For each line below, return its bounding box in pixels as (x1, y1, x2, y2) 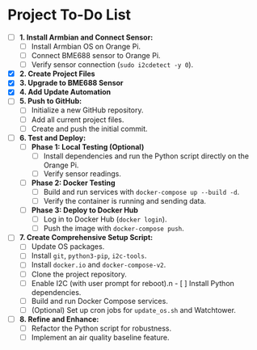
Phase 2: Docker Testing (31, 178, 116, 188)
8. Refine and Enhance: (19, 314, 99, 324)
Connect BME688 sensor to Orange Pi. (31, 51, 161, 61)
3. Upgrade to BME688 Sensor (19, 78, 124, 88)
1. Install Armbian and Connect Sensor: (19, 32, 154, 42)
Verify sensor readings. (43, 168, 122, 179)
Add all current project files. (31, 115, 124, 124)
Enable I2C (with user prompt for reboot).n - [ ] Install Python (31, 278, 235, 288)
